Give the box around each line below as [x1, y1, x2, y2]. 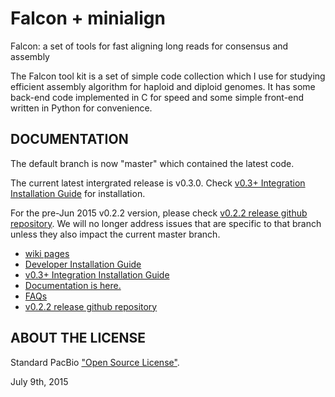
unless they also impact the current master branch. [10, 228, 221, 240]
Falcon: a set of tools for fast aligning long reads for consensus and [10, 40, 289, 52]
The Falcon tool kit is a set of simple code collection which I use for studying [10, 70, 326, 82]
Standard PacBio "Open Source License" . [10, 356, 180, 368]
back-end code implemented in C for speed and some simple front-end [10, 91, 305, 103]
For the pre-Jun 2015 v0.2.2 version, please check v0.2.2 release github [10, 207, 308, 219]
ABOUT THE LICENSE [10, 330, 147, 347]
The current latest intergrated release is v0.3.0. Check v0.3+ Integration [10, 177, 306, 189]
